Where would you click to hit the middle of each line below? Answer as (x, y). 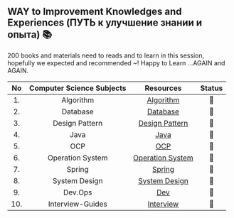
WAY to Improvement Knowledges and (95, 12)
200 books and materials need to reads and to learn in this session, (106, 55)
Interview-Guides (78, 204)
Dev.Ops (78, 192)
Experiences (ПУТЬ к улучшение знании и (105, 23)
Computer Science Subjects (78, 88)
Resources (163, 88)
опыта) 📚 (30, 35)
